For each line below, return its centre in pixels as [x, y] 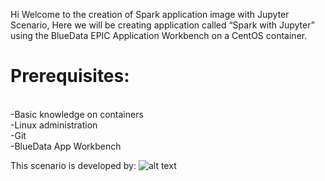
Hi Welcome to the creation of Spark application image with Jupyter [150, 14]
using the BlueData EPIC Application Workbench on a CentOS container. [159, 35]
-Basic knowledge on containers [77, 114]
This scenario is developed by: [73, 165]
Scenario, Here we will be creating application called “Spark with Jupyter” [162, 25]
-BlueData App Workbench [66, 146]
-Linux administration [54, 125]
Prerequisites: [70, 76]
